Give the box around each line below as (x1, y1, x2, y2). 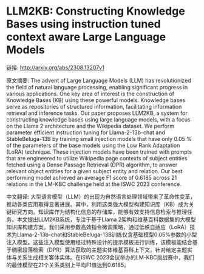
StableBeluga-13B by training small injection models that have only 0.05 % (6, 135, 192, 142)
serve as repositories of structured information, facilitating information (6, 103, 182, 110)
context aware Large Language (6, 30, 166, 44)
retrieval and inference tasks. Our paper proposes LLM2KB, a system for (6, 109, 188, 117)
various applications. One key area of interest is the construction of (6, 90, 175, 97)
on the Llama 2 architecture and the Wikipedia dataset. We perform (6, 122, 175, 129)
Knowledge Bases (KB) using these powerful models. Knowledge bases (6, 96, 186, 104)
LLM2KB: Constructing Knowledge (6, 4, 185, 18)
